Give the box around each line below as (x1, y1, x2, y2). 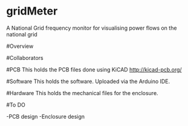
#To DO (6, 101, 25, 108)
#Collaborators (6, 54, 44, 61)
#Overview (6, 42, 34, 50)
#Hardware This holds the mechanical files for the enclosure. (6, 89, 158, 96)
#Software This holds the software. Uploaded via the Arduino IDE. (6, 78, 170, 85)
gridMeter (6, 4, 58, 18)
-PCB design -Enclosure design (6, 113, 85, 120)
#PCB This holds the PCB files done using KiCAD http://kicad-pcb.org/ (6, 65, 183, 73)
